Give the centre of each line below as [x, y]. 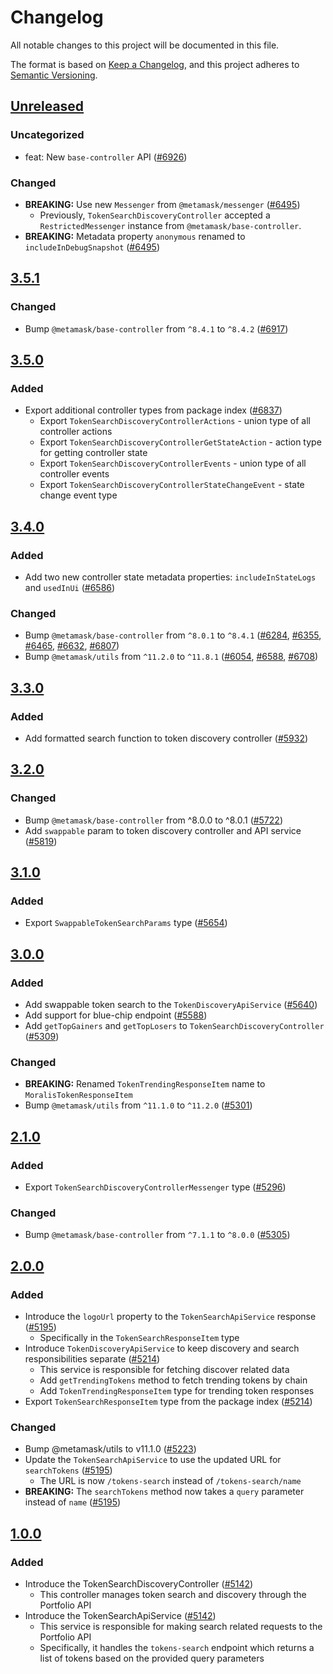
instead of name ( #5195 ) [73, 1502]
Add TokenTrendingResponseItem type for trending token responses [177, 1390]
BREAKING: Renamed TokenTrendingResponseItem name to [145, 1084]
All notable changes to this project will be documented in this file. [145, 45]
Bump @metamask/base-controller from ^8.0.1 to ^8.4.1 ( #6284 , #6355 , [173, 635]
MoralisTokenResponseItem [78, 1096]
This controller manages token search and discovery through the [173, 1594]
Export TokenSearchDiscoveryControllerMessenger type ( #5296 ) [155, 1187]
